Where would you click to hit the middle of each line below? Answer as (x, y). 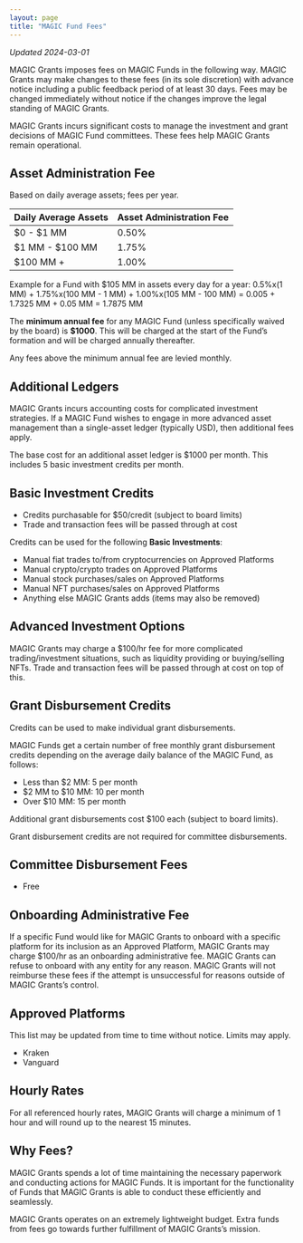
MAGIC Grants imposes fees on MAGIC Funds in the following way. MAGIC (148, 70)
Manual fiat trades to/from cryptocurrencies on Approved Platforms (148, 559)
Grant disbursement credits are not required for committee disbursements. (148, 836)
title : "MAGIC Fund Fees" (58, 26)
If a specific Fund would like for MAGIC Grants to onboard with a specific (145, 937)
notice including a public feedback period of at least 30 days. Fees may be (148, 89)
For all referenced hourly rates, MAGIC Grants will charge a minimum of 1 (145, 1113)
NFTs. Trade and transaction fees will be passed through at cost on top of (147, 668)
